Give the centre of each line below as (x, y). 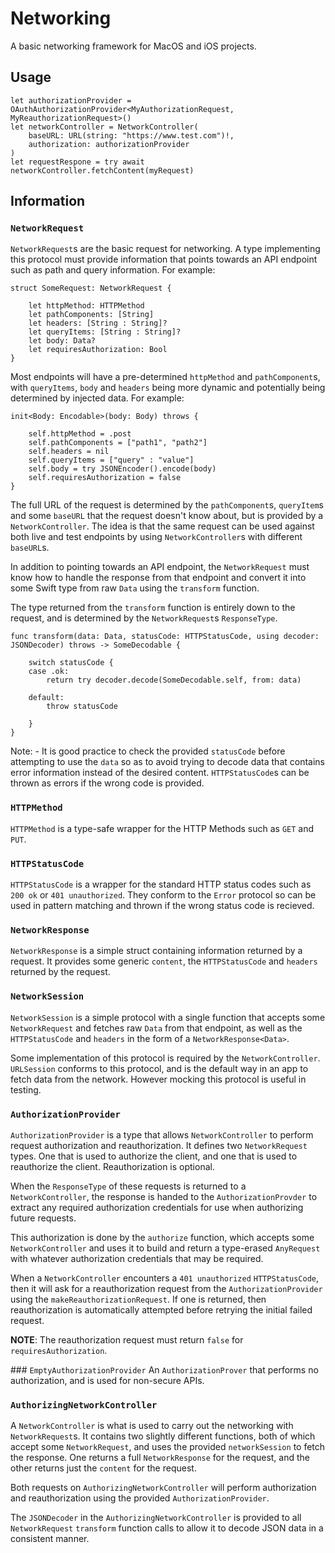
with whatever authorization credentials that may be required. (137, 1258)
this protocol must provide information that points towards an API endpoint (164, 259)
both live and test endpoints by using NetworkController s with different (156, 537)
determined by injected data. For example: (97, 398)
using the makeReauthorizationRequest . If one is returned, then (138, 1299)
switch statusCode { (71, 663)
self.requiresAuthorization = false (105, 478)
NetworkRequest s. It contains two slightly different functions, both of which (163, 1436)
